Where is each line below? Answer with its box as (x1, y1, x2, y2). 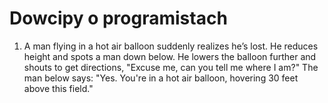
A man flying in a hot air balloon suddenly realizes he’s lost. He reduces (23, 40, 319, 52)
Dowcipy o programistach (9, 7, 228, 30)
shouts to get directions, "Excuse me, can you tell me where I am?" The (23, 61, 319, 73)
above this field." (23, 82, 94, 94)
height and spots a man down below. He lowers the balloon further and (23, 50, 317, 62)
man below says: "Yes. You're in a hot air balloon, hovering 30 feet (23, 72, 299, 84)
